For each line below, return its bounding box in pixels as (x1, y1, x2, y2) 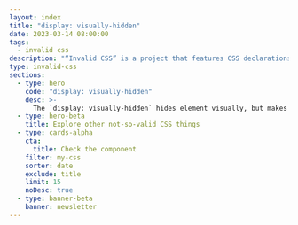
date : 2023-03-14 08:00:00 (9, 29, 109, 38)
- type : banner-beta (17, 194, 93, 204)
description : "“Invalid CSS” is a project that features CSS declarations (9, 54, 292, 63)
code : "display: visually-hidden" (25, 87, 153, 96)
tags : (9, 37, 29, 47)
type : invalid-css (9, 63, 77, 72)
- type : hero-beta (17, 112, 86, 120)
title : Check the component (32, 144, 137, 153)
